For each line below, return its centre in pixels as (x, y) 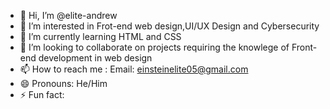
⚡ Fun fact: (42, 94)
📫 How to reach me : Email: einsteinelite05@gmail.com (134, 69)
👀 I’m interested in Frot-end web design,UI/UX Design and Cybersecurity (169, 26)
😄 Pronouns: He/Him (63, 83)
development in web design (95, 58)
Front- (304, 47)
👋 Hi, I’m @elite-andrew (68, 15)
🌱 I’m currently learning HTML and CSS (100, 36)
